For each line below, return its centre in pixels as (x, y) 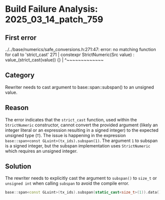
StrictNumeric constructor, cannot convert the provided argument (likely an (82, 125)
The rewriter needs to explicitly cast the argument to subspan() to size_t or (81, 178)
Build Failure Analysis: (52, 9)
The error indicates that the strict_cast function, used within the (71, 119)
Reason (17, 108)
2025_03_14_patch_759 (54, 19)
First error (21, 38)
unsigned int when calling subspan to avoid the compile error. (67, 183)
